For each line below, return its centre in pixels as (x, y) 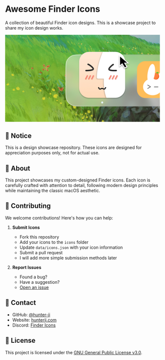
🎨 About (18, 168)
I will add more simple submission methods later (68, 258)
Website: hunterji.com (34, 320)
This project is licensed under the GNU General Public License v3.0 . (74, 352)
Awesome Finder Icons (53, 9)
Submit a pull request (41, 252)
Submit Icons (26, 227)
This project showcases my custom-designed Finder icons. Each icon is (78, 180)
